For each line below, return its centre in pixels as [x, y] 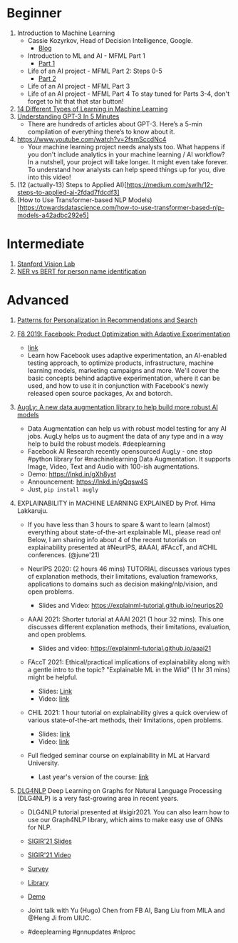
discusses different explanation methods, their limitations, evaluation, [129, 627]
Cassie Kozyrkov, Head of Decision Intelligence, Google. [110, 40]
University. [43, 763]
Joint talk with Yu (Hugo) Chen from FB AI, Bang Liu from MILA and [126, 910]
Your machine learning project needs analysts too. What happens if [126, 146]
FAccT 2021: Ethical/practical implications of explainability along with [129, 662]
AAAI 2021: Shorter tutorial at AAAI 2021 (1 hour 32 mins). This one [126, 619]
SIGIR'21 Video [50, 854]
